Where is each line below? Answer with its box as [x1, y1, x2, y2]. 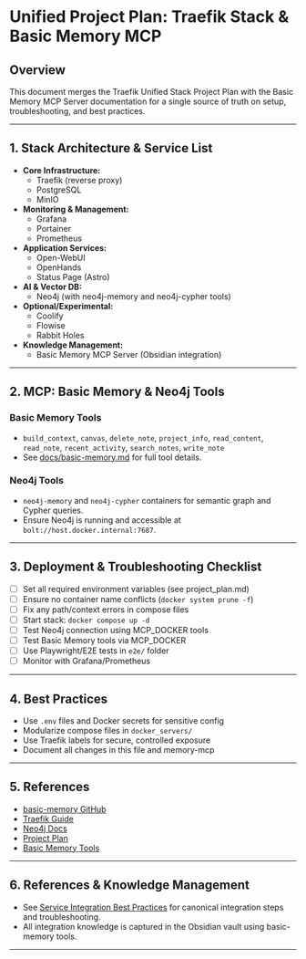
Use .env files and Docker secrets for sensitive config [22, 714, 225, 726]
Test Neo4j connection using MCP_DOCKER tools [22, 624, 209, 635]
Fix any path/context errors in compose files [22, 604, 189, 615]
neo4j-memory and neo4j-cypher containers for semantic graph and [22, 495, 271, 506]
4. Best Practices [9, 691, 108, 706]
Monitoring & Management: [22, 203, 129, 214]
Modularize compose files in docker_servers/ [22, 724, 193, 735]
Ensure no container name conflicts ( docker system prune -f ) [22, 593, 254, 604]
